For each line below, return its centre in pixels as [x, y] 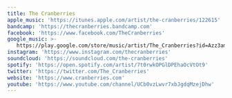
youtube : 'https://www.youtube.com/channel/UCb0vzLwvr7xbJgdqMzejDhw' [111, 84]
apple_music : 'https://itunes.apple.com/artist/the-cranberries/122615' [114, 20]
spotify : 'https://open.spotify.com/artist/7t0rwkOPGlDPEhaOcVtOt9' [108, 65]
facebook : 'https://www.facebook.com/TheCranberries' [86, 33]
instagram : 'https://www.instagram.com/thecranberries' [89, 52]
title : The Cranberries [41, 13]
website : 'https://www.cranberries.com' [66, 78]
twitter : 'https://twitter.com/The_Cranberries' [78, 71]
